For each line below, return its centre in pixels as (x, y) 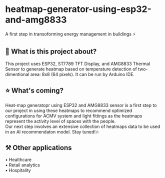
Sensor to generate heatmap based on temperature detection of (71, 69)
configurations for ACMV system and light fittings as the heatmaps (74, 115)
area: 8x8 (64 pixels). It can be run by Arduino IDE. (82, 74)
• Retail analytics (22, 165)
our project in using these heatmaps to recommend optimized (69, 110)
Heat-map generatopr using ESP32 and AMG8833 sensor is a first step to (81, 105)
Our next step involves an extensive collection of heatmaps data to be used (83, 126)
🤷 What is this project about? (51, 52)
